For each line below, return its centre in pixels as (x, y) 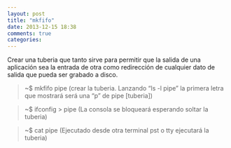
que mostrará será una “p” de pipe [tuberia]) (88, 96)
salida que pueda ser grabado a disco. (63, 75)
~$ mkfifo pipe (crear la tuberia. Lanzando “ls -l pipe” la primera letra (124, 88)
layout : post (26, 14)
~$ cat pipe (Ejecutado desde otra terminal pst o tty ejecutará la (117, 130)
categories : (24, 40)
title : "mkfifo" (31, 20)
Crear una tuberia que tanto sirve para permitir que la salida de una (104, 60)
